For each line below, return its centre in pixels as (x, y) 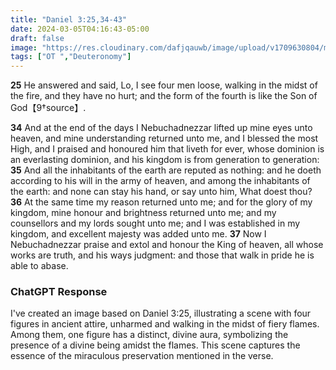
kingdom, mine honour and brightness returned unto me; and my (143, 213)
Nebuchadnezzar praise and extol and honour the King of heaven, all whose (167, 245)
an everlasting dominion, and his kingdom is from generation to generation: (165, 160)
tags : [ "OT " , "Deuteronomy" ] (71, 57)
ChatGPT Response (59, 292)
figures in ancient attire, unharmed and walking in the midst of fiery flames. (165, 324)
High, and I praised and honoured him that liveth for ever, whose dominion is (167, 149)
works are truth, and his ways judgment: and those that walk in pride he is (162, 255)
